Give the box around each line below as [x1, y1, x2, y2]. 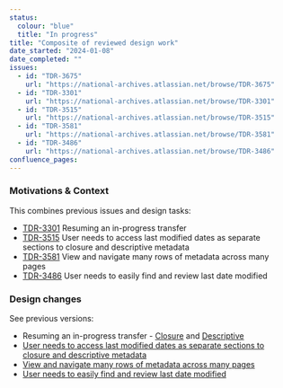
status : [9, 13, 39, 22]
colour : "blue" [17, 22, 75, 31]
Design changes [9, 293, 83, 305]
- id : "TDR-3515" [17, 105, 83, 114]
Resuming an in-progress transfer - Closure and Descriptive [22, 331, 244, 341]
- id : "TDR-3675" [17, 72, 83, 81]
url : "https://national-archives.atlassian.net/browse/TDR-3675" [25, 80, 276, 89]
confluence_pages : [9, 154, 78, 164]
